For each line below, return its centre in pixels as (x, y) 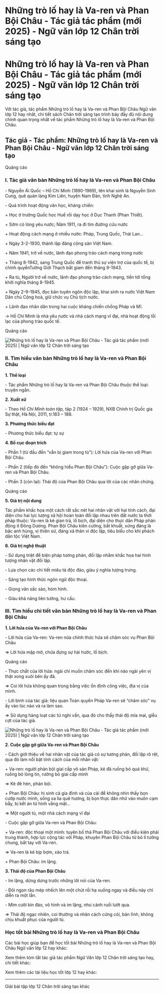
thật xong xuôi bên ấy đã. (31, 676)
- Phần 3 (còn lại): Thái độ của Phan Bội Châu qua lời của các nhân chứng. (80, 481)
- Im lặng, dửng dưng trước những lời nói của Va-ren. (58, 880)
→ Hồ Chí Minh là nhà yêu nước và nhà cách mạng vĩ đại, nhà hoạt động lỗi (81, 316)
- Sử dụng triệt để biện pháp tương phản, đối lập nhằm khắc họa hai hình (78, 555)
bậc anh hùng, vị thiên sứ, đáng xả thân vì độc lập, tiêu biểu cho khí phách (80, 531)
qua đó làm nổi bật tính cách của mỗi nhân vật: (52, 759)
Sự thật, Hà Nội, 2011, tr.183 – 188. (39, 414)
